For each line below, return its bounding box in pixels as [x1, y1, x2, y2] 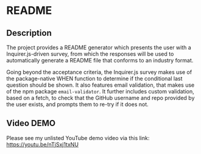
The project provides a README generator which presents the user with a [6, 44, 192, 51]
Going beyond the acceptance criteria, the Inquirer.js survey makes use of [6, 69, 192, 76]
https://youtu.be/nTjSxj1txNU [6, 141, 79, 148]
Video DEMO [6, 118, 56, 129]
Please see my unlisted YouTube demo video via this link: [6, 134, 150, 141]
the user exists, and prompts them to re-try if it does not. [6, 101, 149, 108]
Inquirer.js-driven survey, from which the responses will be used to [6, 50, 174, 58]
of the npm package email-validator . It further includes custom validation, [6, 88, 194, 95]
